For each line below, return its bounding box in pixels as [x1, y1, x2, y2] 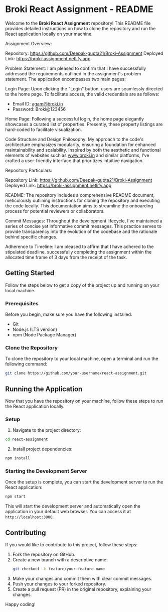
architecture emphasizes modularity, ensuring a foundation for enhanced [5, 142, 156, 148]
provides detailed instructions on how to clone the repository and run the [5, 25, 156, 31]
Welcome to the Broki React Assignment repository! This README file [5, 20, 151, 26]
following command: [5, 361, 48, 367]
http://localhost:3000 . [5, 514, 54, 520]
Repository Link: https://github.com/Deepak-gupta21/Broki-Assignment [5, 177, 152, 183]
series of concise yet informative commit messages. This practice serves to [5, 223, 162, 229]
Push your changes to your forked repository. [12, 581, 107, 587]
